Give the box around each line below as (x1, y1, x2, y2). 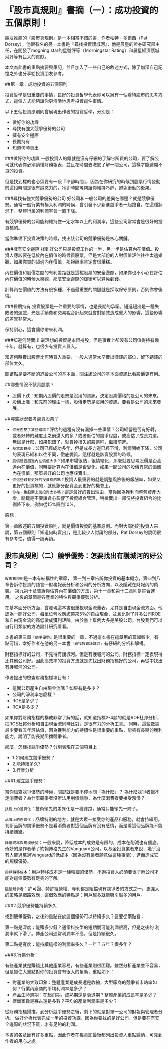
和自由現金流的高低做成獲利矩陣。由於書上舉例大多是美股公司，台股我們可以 (5, 617, 163, 623)
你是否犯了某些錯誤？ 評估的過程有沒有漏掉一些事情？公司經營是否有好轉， (12, 426, 159, 432)
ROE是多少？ (12, 697, 39, 703)
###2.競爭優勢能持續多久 (5, 902, 57, 908)
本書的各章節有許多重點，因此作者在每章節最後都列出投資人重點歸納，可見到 (5, 1032, 163, 1038)
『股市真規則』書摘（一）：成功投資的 (5, 5, 159, 16)
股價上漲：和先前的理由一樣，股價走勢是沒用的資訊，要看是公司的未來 (12, 399, 157, 405)
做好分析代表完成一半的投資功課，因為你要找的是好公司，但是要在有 (14, 1015, 155, 1021)
